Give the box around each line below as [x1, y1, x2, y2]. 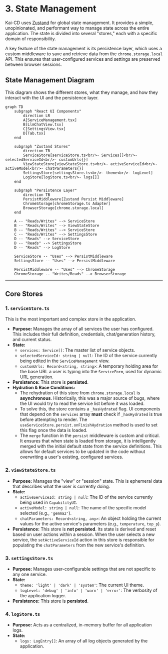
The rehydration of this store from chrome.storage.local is [19, 390, 140, 396]
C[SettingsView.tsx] [23, 126, 66, 131]
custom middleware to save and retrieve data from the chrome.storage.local [5, 51, 163, 57]
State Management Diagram [5, 76, 94, 84]
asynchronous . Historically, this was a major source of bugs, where [19, 395, 160, 401]
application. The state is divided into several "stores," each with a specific [5, 30, 157, 36]
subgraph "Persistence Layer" [14, 188, 77, 193]
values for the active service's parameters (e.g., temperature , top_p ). [19, 520, 161, 526]
